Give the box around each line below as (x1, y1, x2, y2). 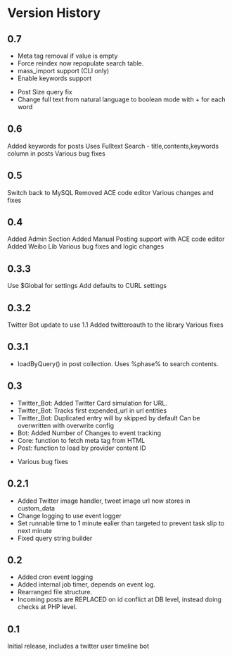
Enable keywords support (17, 74, 92, 82)
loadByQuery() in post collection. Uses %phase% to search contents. (17, 359, 219, 368)
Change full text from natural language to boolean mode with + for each (17, 95, 226, 104)
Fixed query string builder (17, 534, 93, 542)
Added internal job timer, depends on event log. (17, 580, 156, 589)
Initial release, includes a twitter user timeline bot (7, 642, 150, 651)
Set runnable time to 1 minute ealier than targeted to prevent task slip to (17, 519, 225, 527)
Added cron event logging (17, 572, 94, 582)
